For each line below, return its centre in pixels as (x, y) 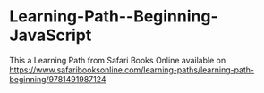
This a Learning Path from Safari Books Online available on (118, 60)
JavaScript (51, 35)
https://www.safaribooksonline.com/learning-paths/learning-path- (132, 70)
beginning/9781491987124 (58, 79)
